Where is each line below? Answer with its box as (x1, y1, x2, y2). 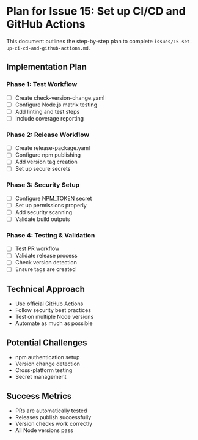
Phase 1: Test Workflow (6, 80, 78, 89)
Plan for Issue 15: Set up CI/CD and (6, 4, 186, 18)
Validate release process (15, 252, 78, 259)
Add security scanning (15, 208, 72, 215)
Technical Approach (6, 283, 86, 294)
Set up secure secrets (15, 165, 71, 173)
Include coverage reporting (15, 114, 84, 122)
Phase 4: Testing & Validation (6, 231, 95, 239)
